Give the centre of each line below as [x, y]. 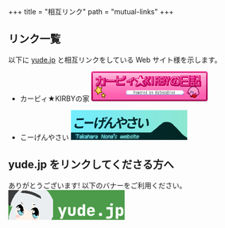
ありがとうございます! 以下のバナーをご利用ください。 [97, 185]
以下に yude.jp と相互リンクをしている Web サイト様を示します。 [115, 60]
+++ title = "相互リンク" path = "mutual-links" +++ [91, 12]
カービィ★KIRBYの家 [54, 99]
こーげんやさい [44, 137]
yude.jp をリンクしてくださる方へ [91, 165]
